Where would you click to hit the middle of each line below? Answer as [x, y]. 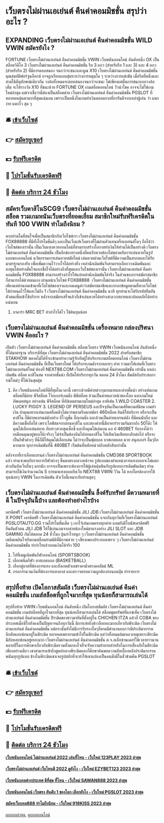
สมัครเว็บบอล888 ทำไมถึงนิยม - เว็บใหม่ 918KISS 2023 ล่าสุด [58, 803]
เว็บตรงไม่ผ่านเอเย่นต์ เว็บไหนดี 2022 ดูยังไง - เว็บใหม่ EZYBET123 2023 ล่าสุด [73, 769]
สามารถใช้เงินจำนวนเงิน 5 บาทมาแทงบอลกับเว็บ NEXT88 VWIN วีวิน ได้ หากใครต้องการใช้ [80, 472]
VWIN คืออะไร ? [27, 336]
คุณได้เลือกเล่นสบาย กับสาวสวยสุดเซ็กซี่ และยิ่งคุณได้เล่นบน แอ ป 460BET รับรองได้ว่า [82, 428]
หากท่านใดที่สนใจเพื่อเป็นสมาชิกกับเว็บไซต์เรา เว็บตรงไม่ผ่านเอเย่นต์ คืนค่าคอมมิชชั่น [72, 236]
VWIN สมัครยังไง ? [30, 48]
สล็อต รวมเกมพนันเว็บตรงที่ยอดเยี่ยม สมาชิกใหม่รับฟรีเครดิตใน [80, 216]
